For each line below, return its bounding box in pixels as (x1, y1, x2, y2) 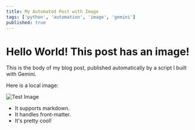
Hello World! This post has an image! (6, 45, 190, 58)
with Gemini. (6, 71, 37, 78)
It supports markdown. (14, 105, 70, 112)
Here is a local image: (6, 82, 59, 89)
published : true (6, 19, 46, 25)
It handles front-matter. (14, 111, 71, 118)
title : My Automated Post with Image (6, 8, 99, 15)
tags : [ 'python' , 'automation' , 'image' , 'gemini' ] (6, 14, 135, 20)
